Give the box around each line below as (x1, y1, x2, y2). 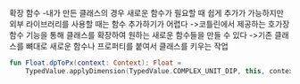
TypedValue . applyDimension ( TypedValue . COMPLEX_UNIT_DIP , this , (25, 66, 266, 75)
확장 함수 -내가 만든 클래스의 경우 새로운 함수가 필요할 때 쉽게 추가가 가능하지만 (9, 8, 284, 18)
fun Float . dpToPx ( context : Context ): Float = (9, 58, 181, 67)
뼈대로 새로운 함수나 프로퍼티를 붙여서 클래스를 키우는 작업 (25, 41, 229, 51)
